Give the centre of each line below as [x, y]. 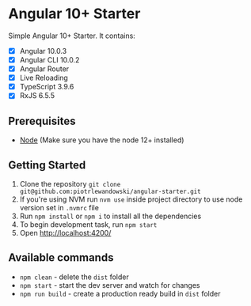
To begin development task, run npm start [88, 224]
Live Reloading [44, 78]
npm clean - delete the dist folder [74, 277]
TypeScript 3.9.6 [47, 87]
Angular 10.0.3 [43, 51]
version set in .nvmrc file [59, 207]
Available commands [61, 258]
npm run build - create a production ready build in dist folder [120, 293]
